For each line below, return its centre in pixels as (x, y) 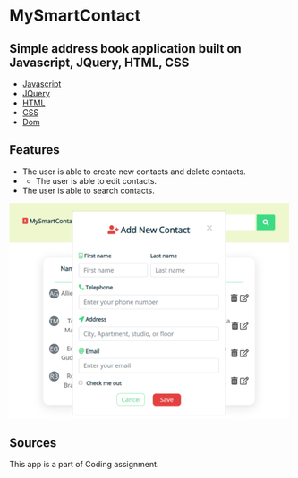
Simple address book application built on (125, 49)
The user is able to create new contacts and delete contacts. (134, 172)
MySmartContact (75, 16)
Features (34, 150)
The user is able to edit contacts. (96, 180)
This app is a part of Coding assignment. (84, 465)
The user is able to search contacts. (88, 190)
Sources (33, 443)
